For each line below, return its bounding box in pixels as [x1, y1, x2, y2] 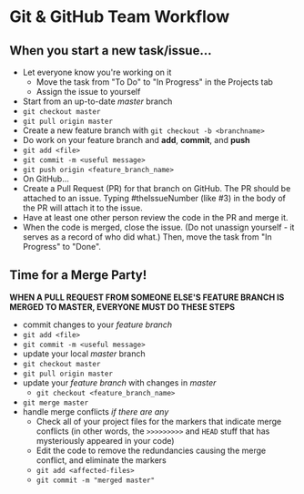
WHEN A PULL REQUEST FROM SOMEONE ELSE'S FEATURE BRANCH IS [9, 292, 285, 303]
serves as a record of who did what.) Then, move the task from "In [22, 232, 273, 242]
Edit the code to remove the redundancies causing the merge [35, 445, 267, 456]
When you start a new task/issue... [9, 43, 212, 58]
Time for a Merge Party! [9, 267, 147, 283]
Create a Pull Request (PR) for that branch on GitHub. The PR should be [22, 183, 291, 193]
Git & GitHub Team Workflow [9, 6, 230, 27]
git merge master [22, 398, 89, 407]
